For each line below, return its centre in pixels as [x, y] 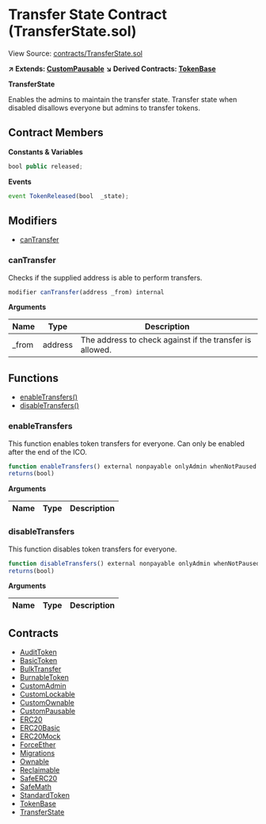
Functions [34, 378]
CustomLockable [47, 694]
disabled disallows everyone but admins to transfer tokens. [104, 108]
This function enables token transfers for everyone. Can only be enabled [127, 443]
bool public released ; [46, 166]
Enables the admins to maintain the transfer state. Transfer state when [123, 99]
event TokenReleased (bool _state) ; [68, 196]
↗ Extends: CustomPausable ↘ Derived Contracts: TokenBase [112, 68]
